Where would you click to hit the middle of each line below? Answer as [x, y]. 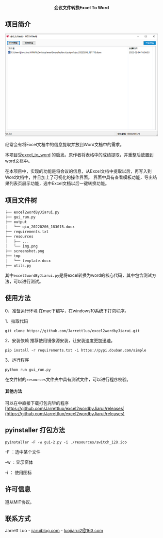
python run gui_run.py [28, 370]
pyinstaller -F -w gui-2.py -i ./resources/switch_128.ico [66, 442]
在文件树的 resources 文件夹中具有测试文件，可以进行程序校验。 [68, 379]
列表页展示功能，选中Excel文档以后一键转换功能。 [59, 184]
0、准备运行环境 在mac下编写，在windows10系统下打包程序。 [67, 311]
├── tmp [13, 256]
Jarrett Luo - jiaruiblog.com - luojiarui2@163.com [54, 531]
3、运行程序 [17, 360]
